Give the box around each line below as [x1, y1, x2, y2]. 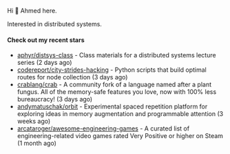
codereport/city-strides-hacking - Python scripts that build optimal [17, 66, 207, 74]
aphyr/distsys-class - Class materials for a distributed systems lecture [17, 51, 216, 59]
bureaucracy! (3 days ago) [17, 95, 93, 104]
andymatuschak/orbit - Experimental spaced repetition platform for [17, 102, 208, 110]
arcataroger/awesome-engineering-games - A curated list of [17, 124, 190, 133]
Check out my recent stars [7, 35, 85, 44]
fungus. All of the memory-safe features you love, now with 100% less [17, 88, 217, 96]
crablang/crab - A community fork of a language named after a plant [17, 80, 212, 89]
